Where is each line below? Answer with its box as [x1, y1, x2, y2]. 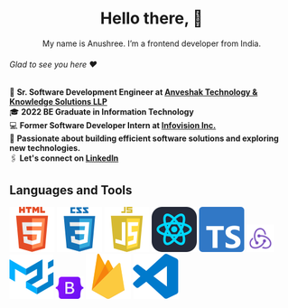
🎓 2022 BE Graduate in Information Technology [9, 107, 194, 117]
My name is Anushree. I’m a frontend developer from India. [42, 38, 262, 49]
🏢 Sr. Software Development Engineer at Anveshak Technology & [9, 87, 258, 98]
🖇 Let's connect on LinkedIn [9, 153, 119, 163]
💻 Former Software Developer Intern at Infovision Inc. [9, 120, 217, 131]
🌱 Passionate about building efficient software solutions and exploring [9, 133, 280, 144]
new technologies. [9, 143, 81, 154]
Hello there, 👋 [100, 8, 203, 29]
